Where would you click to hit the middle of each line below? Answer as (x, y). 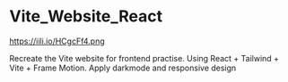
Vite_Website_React (86, 16)
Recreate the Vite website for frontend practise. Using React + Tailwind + (144, 58)
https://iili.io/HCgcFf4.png (57, 41)
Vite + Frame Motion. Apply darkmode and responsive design (123, 68)
